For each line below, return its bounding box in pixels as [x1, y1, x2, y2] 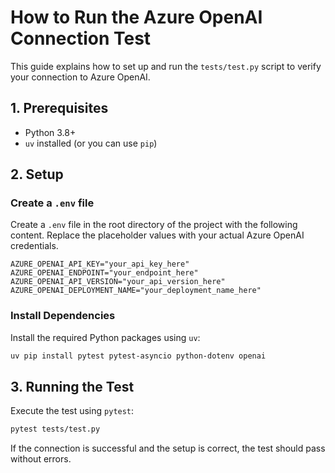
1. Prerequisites [10, 100, 109, 117]
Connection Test [10, 27, 152, 50]
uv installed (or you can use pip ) [24, 137, 158, 149]
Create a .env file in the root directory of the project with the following [10, 219, 298, 231]
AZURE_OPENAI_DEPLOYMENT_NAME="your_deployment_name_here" [10, 286, 262, 296]
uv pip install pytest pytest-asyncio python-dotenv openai [10, 351, 267, 361]
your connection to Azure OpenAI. [10, 71, 151, 83]
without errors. [10, 453, 72, 465]
